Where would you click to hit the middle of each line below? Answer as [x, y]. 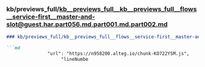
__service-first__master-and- [51, 16]
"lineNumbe [74, 59]
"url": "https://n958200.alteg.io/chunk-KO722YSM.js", [118, 54]
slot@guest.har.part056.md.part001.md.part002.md [87, 24]
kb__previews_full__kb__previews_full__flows [128, 9]
